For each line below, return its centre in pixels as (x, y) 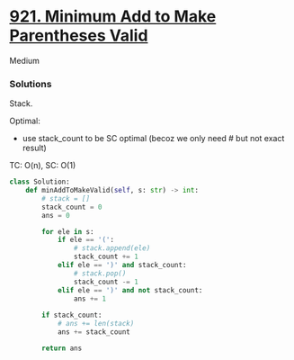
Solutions (31, 84)
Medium (25, 60)
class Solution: (40, 182)
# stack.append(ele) (112, 248)
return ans (62, 348)
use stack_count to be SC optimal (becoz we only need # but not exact (153, 139)
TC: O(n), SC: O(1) (43, 166)
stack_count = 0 (72, 207)
